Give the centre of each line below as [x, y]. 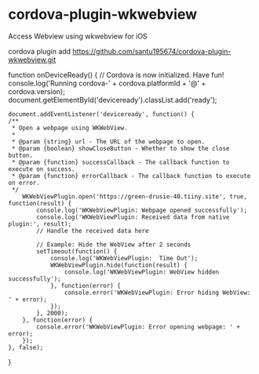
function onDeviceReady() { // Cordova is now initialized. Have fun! [116, 74]
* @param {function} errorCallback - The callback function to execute [131, 176]
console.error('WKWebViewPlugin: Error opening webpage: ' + [139, 327]
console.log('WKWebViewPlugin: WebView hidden [142, 272]
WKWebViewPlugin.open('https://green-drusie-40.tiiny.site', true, [135, 196]
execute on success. [42, 169]
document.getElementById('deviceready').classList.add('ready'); [113, 100]
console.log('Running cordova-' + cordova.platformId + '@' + [107, 83]
